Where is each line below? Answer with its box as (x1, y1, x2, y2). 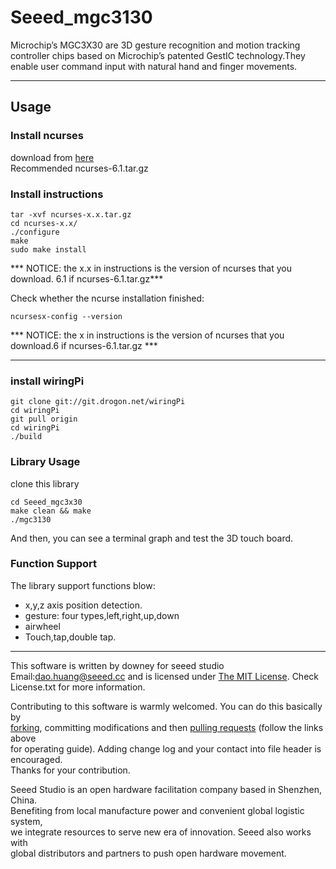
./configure (10, 227, 60, 237)
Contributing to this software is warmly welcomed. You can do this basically (10, 700, 323, 712)
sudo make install (10, 244, 87, 255)
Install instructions (10, 187, 104, 201)
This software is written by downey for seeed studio (10, 659, 225, 671)
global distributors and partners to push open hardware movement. (10, 847, 287, 859)
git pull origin (10, 414, 78, 425)
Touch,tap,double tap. (24, 631, 117, 643)
